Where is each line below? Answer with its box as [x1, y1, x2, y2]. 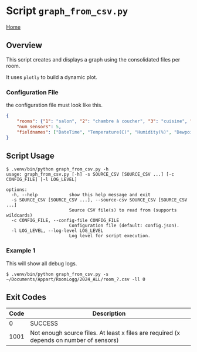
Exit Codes [6, 292, 47, 302]
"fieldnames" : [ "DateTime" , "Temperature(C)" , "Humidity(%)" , [16, 129, 172, 135]
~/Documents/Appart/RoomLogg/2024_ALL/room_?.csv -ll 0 [6, 276, 145, 282]
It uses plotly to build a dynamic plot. [6, 73, 98, 80]
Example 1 [6, 247, 36, 255]
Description [92, 309, 126, 317]
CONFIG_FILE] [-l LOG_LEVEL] [6, 177, 77, 183]
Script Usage [6, 151, 55, 160]
